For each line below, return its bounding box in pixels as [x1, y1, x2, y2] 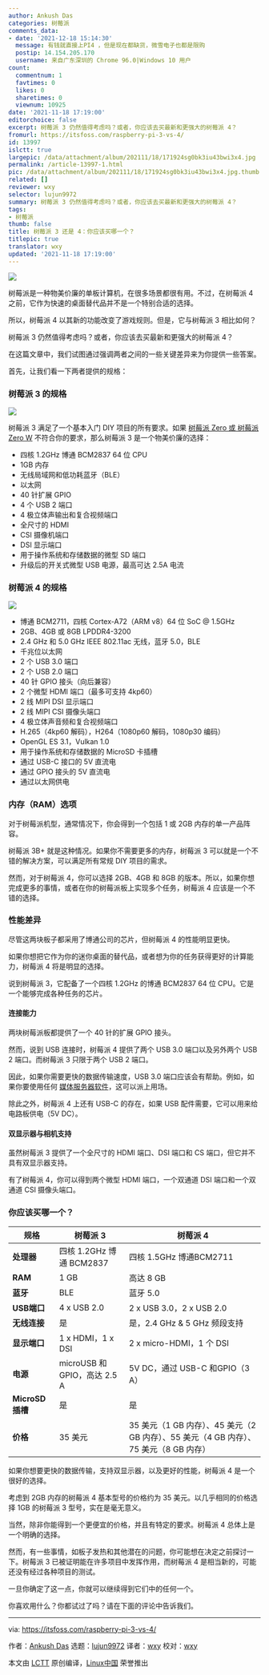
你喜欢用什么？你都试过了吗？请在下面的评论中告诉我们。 [8, 1601, 198, 1610]
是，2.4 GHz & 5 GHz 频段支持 [128, 1317, 244, 1328]
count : [8, 64, 30, 72]
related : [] [8, 175, 48, 184]
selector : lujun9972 [8, 190, 78, 199]
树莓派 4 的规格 [8, 582, 67, 593]
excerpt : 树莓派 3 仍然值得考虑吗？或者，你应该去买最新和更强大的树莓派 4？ [8, 123, 238, 131]
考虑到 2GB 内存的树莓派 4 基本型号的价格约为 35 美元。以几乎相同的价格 [8, 1492, 251, 1502]
